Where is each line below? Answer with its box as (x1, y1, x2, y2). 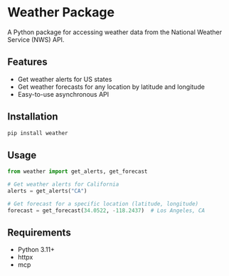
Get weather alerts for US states (17, 75, 112, 83)
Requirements (7, 227, 71, 239)
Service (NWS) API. (7, 35, 65, 43)
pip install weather (7, 129, 69, 137)
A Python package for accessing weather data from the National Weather (7, 28, 223, 36)
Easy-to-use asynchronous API (17, 90, 109, 98)
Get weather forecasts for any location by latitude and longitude (17, 83, 205, 91)
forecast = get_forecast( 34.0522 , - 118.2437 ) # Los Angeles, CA (7, 207, 205, 214)
